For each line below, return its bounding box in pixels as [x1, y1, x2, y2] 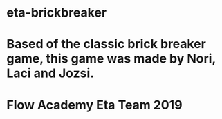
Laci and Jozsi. [6, 65, 95, 81]
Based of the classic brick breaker [6, 36, 207, 52]
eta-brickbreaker [6, 5, 107, 21]
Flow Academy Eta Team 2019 [6, 97, 183, 113]
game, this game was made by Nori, [6, 51, 216, 67]
